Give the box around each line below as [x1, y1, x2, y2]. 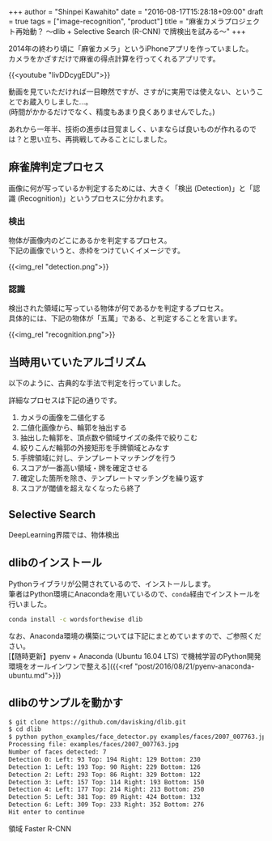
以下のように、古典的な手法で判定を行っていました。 [8, 378, 185, 388]
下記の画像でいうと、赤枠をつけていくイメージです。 [8, 246, 185, 256]
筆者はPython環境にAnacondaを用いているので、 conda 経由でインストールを [8, 588, 261, 598]
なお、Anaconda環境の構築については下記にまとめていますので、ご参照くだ [8, 631, 261, 640]
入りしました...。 [36, 97, 93, 106]
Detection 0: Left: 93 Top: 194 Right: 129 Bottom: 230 [8, 755, 201, 763]
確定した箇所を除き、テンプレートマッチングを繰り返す [19, 474, 205, 483]
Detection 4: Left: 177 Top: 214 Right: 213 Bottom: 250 [8, 785, 205, 794]
